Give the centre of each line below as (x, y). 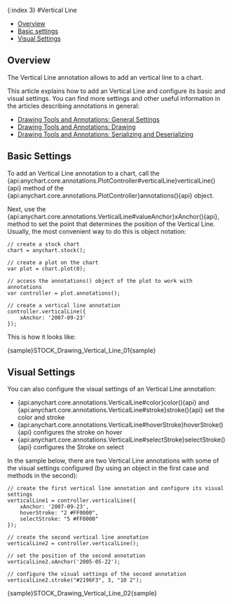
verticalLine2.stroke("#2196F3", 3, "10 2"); (75, 580)
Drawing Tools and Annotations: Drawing (76, 127)
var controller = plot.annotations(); (64, 293)
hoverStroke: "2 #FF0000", (59, 513)
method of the (43, 188)
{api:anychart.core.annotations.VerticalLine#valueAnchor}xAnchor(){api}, (113, 216)
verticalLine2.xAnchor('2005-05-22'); (64, 562)
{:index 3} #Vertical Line (42, 10)
